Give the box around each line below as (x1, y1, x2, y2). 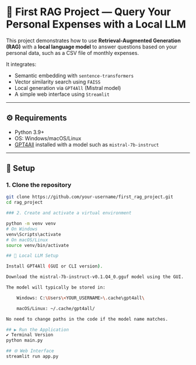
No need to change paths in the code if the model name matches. (6, 316, 168, 322)
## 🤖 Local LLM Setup (6, 253, 59, 259)
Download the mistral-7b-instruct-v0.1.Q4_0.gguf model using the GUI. (6, 274, 184, 280)
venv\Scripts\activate (6, 231, 61, 237)
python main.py (6, 338, 43, 343)
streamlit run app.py (6, 353, 59, 360)
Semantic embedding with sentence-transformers (14, 72, 134, 79)
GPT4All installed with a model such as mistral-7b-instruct (14, 141, 159, 148)
